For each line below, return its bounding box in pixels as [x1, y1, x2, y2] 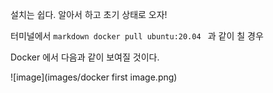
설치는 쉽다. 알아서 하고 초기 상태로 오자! [10, 9, 168, 20]
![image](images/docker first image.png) [10, 71, 178, 83]
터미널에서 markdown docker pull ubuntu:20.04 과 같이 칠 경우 [10, 30, 264, 42]
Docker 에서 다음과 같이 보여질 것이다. [10, 51, 160, 63]
